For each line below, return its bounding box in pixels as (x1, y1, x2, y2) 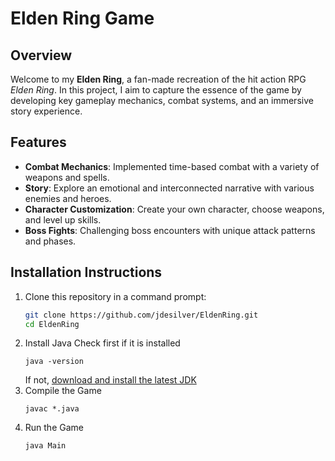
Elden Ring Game (10, 7, 155, 30)
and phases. (24, 235, 77, 247)
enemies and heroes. (24, 192, 112, 204)
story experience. (10, 105, 83, 117)
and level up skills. (24, 213, 102, 226)
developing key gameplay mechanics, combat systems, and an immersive (10, 95, 314, 106)
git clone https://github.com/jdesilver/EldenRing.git (24, 310, 259, 320)
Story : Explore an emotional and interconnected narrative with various (24, 182, 315, 194)
